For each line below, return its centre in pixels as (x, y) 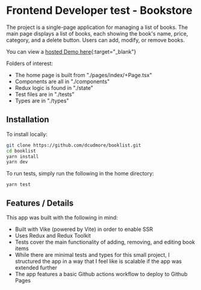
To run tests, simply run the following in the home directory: (80, 174)
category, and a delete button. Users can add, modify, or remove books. (96, 40)
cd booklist (21, 151)
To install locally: (27, 134)
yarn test (19, 184)
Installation (28, 120)
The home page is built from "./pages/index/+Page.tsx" (83, 75)
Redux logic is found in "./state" (54, 87)
